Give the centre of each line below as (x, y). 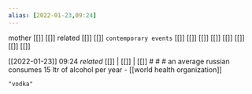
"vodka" (21, 84)
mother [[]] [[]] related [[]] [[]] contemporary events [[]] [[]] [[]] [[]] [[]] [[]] (127, 38)
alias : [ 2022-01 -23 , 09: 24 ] (52, 15)
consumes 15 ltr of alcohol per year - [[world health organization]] (115, 69)
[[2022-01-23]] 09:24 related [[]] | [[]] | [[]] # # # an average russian (119, 61)
